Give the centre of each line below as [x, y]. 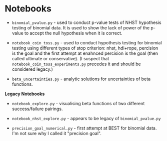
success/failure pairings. [37, 109]
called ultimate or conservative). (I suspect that [60, 58]
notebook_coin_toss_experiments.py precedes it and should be [76, 64]
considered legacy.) [32, 69]
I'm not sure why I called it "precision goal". [57, 133]
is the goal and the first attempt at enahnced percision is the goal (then [85, 53]
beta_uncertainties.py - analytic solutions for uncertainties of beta [81, 79]
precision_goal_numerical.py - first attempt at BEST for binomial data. [84, 128]
